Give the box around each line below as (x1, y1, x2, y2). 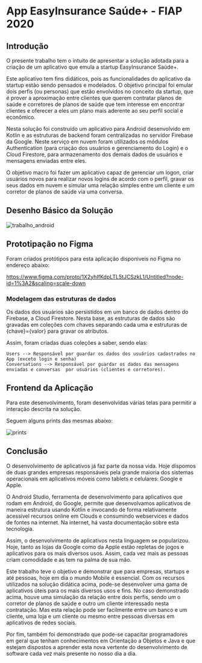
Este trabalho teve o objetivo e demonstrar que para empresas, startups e (6, 568, 190, 575)
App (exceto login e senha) (6, 356, 77, 362)
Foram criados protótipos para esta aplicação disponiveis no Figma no (6, 255, 181, 262)
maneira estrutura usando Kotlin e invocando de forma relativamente (6, 506, 177, 513)
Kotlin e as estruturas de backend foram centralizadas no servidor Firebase (6, 131, 194, 139)
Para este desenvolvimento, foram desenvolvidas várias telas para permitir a (6, 399, 197, 406)
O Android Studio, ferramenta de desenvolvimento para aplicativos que (6, 493, 183, 500)
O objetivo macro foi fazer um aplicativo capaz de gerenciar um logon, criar (6, 169, 194, 176)
